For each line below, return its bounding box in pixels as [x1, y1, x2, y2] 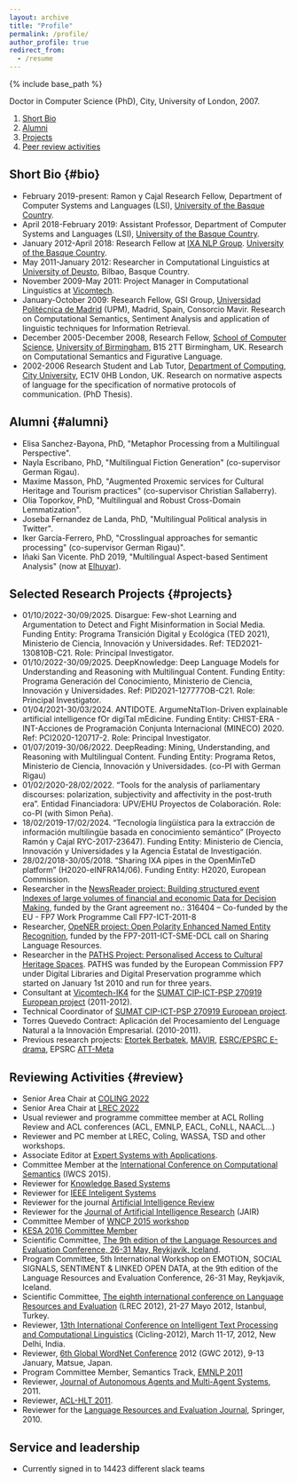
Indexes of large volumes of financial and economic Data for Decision [21, 893, 277, 904]
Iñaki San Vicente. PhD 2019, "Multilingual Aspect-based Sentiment [21, 551, 269, 562]
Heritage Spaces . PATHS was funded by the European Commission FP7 [21, 959, 284, 970]
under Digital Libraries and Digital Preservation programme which [21, 969, 262, 979]
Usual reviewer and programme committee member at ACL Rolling [21, 1112, 264, 1123]
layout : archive [9, 12, 69, 22]
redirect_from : [9, 46, 66, 55]
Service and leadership [9, 1439, 140, 1455]
